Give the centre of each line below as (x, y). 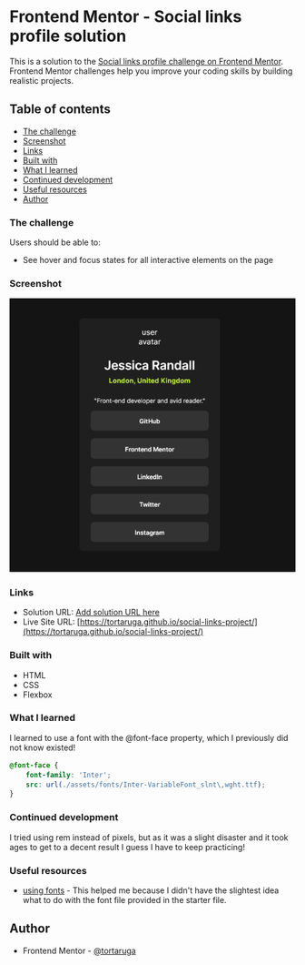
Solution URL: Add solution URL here (91, 613)
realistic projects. (42, 80)
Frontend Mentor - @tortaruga (79, 950)
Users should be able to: (55, 242)
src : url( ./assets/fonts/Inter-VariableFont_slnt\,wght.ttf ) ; (146, 785)
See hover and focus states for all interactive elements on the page (148, 260)
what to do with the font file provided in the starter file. (124, 899)
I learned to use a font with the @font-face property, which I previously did (149, 737)
